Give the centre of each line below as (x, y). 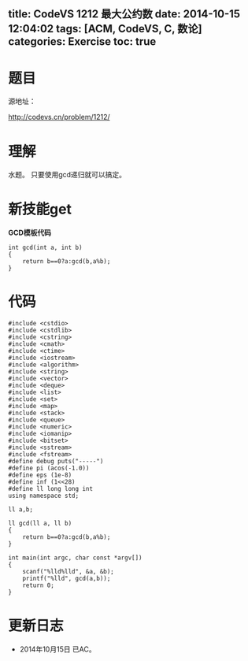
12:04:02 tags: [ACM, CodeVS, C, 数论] (105, 29)
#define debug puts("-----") (56, 462)
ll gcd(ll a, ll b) (40, 524)
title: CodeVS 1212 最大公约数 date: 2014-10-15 (124, 14)
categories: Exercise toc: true (82, 42)
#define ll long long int (50, 489)
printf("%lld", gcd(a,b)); (67, 579)
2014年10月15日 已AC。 (57, 649)
